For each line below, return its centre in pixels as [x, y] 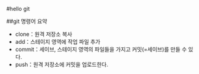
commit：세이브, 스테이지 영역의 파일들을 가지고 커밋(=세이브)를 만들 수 [101, 49]
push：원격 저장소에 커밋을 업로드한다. [62, 64]
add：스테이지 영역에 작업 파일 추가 [58, 42]
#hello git [18, 9]
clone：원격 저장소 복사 [44, 34]
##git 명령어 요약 [27, 21]
